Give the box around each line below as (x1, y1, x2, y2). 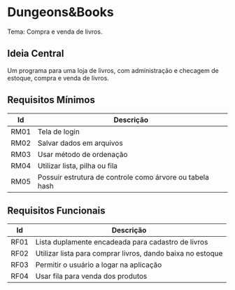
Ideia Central (7, 48, 64, 60)
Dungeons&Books (7, 4, 114, 20)
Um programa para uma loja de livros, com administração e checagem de (7, 66, 219, 74)
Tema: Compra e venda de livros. (7, 27, 103, 36)
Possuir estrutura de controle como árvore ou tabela (37, 172, 210, 182)
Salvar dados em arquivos (37, 138, 124, 148)
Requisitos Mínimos (7, 94, 96, 106)
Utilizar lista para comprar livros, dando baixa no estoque (35, 249, 223, 258)
